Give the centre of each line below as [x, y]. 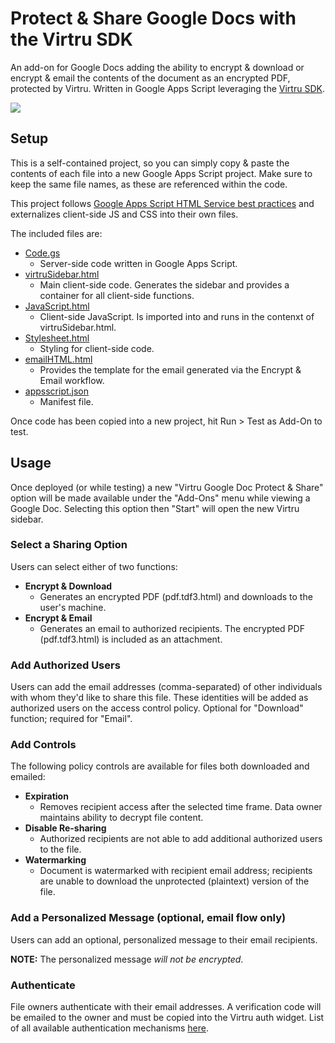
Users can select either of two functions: [94, 566]
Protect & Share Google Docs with [153, 18]
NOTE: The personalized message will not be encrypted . [127, 959]
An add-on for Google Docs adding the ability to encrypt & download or [157, 67]
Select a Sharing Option [69, 545]
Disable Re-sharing [65, 828]
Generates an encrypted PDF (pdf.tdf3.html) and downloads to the [176, 596]
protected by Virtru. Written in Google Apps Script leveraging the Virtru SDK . [167, 88]
